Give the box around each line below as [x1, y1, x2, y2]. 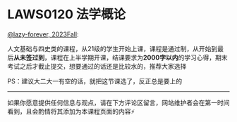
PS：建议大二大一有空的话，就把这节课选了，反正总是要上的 [7, 76, 182, 85]
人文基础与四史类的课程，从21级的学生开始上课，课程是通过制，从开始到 [7, 44, 218, 53]
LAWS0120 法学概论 [7, 6, 126, 22]
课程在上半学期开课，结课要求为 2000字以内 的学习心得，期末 [50, 53, 228, 62]
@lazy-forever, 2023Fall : [7, 29, 79, 39]
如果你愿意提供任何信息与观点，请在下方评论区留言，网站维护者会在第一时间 [7, 98, 230, 107]
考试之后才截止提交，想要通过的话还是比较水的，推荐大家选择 [7, 62, 187, 70]
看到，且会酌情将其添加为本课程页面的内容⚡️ [7, 107, 135, 116]
